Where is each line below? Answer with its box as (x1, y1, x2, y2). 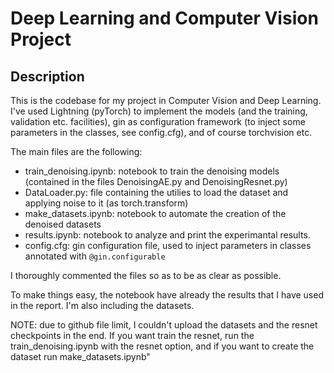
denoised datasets (24, 218, 102, 230)
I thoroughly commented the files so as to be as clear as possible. (10, 270, 282, 281)
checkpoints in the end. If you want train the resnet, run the (10, 330, 255, 341)
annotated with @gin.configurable (24, 250, 166, 262)
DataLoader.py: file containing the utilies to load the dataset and (24, 187, 289, 198)
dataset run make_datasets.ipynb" (10, 351, 151, 362)
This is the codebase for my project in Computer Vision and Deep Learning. (10, 95, 322, 106)
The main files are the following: (10, 146, 143, 157)
